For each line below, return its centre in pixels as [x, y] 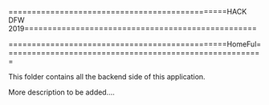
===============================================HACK [128, 12]
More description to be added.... [61, 92]
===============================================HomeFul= [135, 44]
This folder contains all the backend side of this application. [107, 77]
